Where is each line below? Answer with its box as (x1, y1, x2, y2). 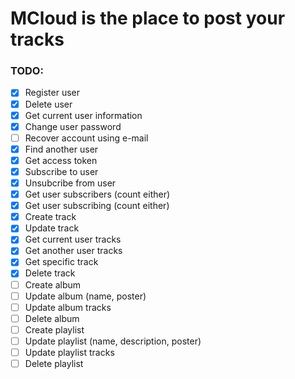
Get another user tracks (24, 245, 123, 257)
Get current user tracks (24, 233, 122, 246)
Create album (24, 278, 82, 291)
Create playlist (24, 323, 85, 336)
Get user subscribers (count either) (24, 188, 171, 201)
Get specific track (24, 256, 99, 268)
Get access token (24, 154, 98, 166)
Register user (24, 87, 81, 99)
